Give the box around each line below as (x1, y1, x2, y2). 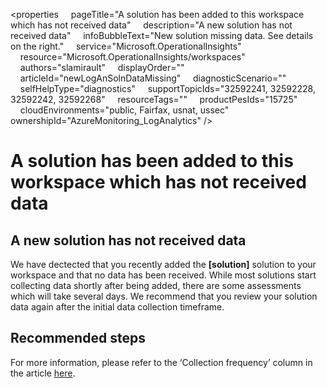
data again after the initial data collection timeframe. (10, 301, 225, 313)
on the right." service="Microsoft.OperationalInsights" (10, 40, 242, 52)
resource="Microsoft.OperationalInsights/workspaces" (19, 51, 246, 63)
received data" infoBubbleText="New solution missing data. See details (10, 30, 314, 41)
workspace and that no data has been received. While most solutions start (10, 269, 317, 281)
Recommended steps (10, 330, 146, 347)
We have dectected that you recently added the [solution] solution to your (10, 259, 317, 270)
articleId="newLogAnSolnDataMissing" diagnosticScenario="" (19, 72, 287, 84)
